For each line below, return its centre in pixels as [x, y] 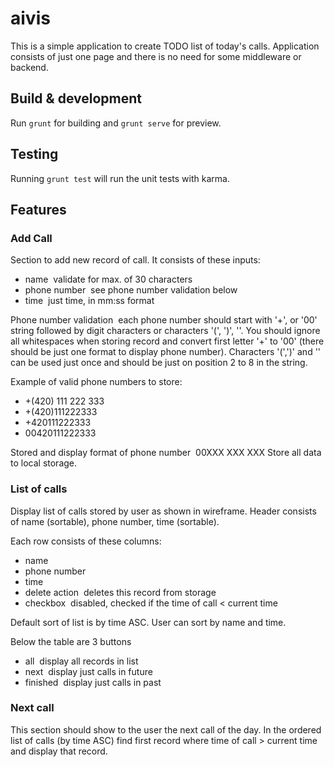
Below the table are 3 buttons [71, 641]
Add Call [31, 238]
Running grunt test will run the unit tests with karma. [120, 178]
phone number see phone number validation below [131, 290]
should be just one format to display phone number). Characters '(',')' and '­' [166, 352]
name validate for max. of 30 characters [108, 279]
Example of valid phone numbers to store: [96, 382]
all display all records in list [81, 661]
